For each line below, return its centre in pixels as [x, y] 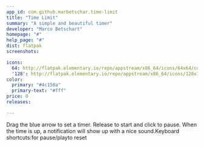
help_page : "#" [25, 40]
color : [15, 80]
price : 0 [17, 97]
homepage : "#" [24, 35]
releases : [19, 102]
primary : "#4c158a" [36, 85]
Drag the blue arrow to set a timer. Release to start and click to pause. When [102, 125]
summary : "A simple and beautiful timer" [59, 23]
